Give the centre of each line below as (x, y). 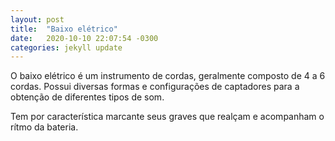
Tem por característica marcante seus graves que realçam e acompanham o (167, 117)
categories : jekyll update (66, 47)
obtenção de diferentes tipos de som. (87, 97)
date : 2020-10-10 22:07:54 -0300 (84, 38)
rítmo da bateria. (44, 127)
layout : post (37, 19)
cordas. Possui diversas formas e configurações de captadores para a (155, 87)
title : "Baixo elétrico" (64, 29)
